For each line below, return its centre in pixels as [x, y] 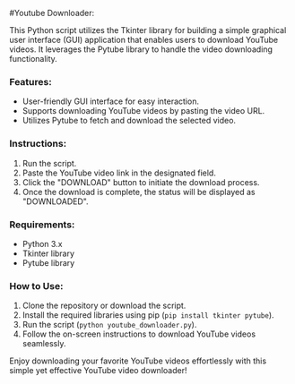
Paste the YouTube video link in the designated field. [119, 173]
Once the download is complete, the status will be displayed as [139, 192]
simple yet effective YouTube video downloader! [98, 371]
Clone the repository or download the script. [104, 306]
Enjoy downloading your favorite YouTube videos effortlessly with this [138, 361]
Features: [30, 81]
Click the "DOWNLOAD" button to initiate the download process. [141, 182]
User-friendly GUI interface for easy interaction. [111, 101]
